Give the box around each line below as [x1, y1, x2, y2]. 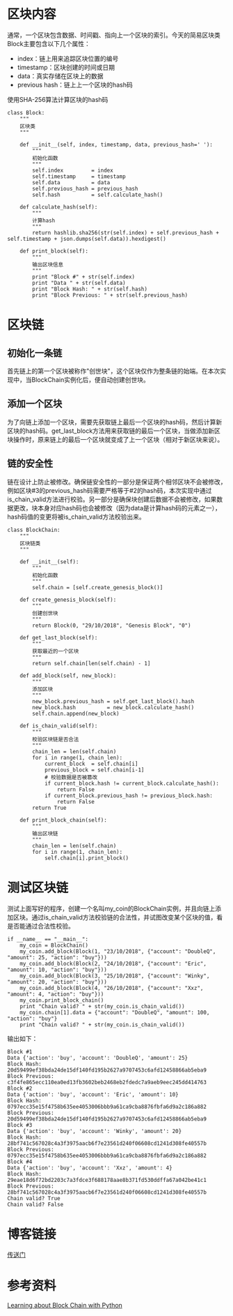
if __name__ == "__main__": [7, 936, 89, 942]
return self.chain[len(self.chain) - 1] [32, 660, 151, 667]
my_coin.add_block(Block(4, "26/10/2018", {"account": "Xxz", [19, 984, 204, 991]
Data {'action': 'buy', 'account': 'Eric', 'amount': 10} [7, 1090, 179, 1098]
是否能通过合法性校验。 [7, 922, 74, 930]
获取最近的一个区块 [32, 647, 79, 655]
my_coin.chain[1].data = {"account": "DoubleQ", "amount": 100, [19, 1009, 210, 1016]
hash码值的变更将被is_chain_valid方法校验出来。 [7, 512, 146, 521]
